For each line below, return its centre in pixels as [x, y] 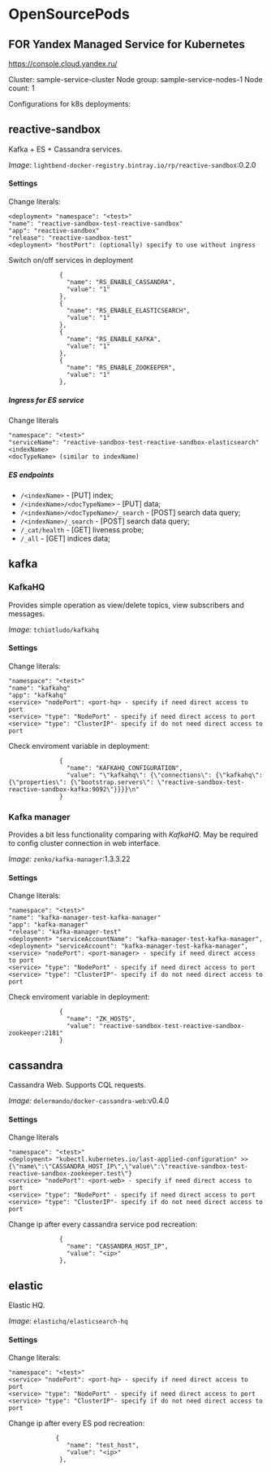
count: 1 [22, 88]
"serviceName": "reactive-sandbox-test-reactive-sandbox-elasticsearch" [134, 442]
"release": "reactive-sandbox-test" [70, 238]
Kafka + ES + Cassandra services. [66, 149]
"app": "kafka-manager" [49, 925]
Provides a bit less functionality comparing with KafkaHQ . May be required [133, 834]
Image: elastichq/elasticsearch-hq [68, 1321]
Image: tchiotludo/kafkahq [54, 629]
